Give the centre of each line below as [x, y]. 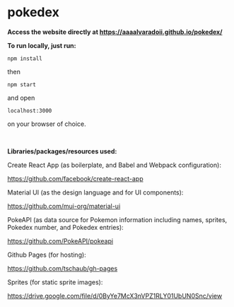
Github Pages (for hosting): [47, 255]
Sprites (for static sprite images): [55, 282]
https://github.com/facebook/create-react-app [75, 178]
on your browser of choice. [47, 124]
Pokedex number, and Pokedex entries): [65, 227]
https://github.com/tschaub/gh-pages [63, 268]
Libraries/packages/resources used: [62, 151]
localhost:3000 [30, 110]
